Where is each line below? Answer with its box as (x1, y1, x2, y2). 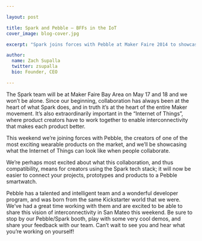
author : (6, 52, 26, 58)
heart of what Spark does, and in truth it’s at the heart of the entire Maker (6, 103, 188, 111)
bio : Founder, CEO (11, 69, 58, 75)
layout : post (6, 14, 39, 20)
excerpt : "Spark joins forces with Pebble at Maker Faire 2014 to (6, 41, 176, 47)
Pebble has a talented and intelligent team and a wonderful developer (6, 189, 179, 197)
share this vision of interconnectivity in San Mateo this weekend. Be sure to (6, 209, 193, 216)
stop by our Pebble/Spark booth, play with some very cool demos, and (6, 215, 182, 222)
